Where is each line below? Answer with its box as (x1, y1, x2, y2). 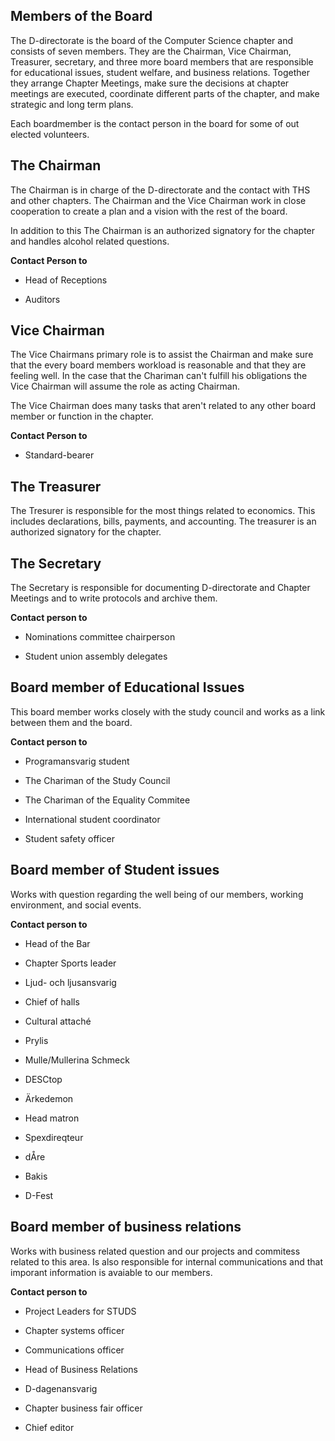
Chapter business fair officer (24, 1402, 143, 1414)
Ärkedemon (24, 1092, 74, 1104)
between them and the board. (10, 716, 133, 728)
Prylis (24, 1034, 49, 1046)
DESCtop (24, 1073, 63, 1085)
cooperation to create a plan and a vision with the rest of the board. (10, 205, 288, 217)
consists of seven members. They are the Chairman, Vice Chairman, (10, 45, 292, 57)
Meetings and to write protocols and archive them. (10, 592, 218, 604)
